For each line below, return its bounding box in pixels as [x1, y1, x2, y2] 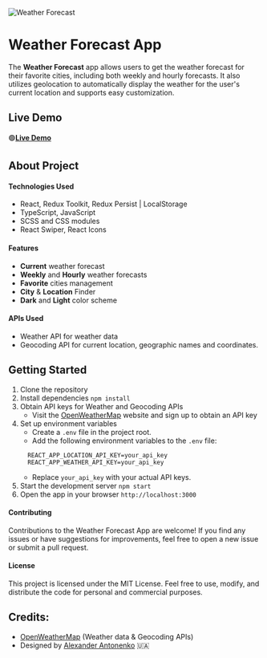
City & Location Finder [19, 286, 96, 296]
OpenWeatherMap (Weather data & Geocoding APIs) [19, 632, 194, 641]
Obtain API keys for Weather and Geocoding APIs [19, 401, 184, 411]
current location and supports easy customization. [8, 87, 175, 97]
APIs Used [8, 314, 44, 323]
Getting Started [8, 364, 87, 377]
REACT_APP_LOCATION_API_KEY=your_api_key [27, 451, 168, 459]
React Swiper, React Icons [19, 225, 107, 234]
